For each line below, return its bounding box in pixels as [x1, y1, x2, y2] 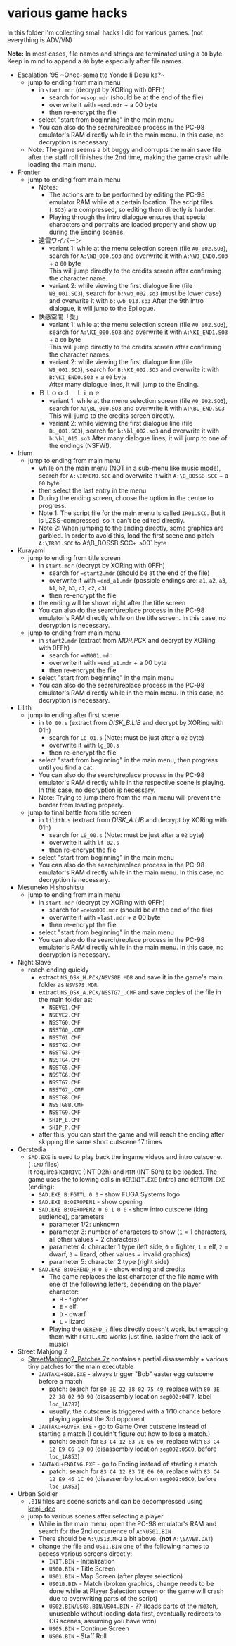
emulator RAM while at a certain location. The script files [48, 197, 213, 206]
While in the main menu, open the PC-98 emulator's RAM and [38, 1519, 217, 1528]
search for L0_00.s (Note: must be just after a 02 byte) [48, 830, 205, 839]
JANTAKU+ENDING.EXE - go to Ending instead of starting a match [38, 1459, 218, 1468]
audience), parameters [38, 1212, 105, 1220]
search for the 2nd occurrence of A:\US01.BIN [38, 1527, 171, 1535]
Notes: [38, 182, 58, 191]
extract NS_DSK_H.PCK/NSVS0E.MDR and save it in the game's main [38, 972, 223, 981]
